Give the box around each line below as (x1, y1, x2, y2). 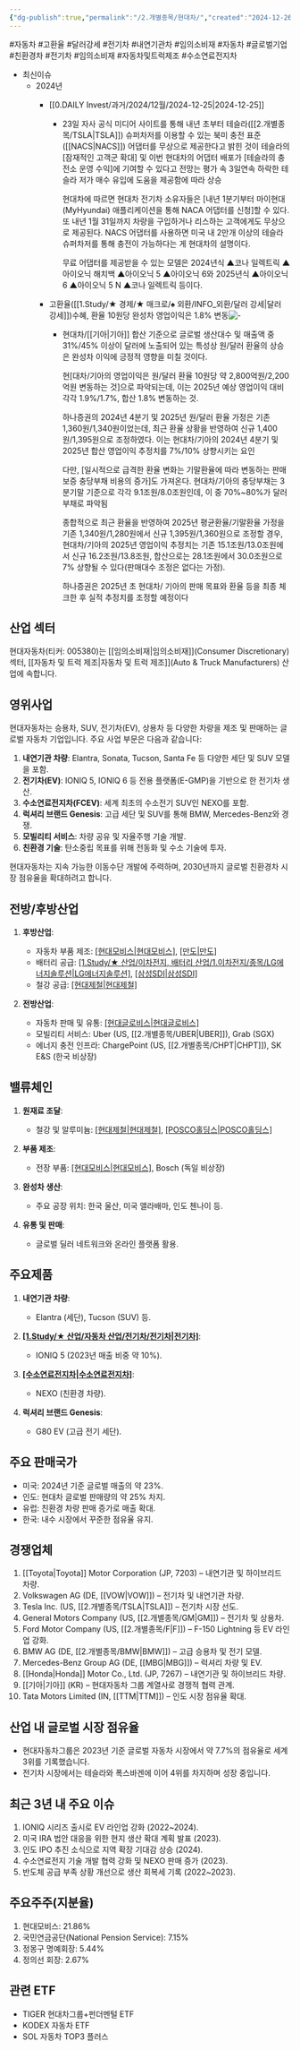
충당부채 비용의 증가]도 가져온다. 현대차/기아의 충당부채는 (79, 476, 279, 486)
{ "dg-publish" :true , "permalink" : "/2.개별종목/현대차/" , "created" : (9, 13, 248, 22)
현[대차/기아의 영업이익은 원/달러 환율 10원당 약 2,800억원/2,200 (62, 370, 290, 381)
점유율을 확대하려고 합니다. (18, 872, 112, 883)
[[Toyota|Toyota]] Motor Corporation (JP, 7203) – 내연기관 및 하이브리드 (21, 1568, 282, 1579)
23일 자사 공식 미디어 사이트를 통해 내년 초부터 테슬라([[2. (62, 118, 264, 129)
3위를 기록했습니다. (21, 1756, 90, 1767)
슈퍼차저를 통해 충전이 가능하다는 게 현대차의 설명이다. (62, 238, 251, 249)
